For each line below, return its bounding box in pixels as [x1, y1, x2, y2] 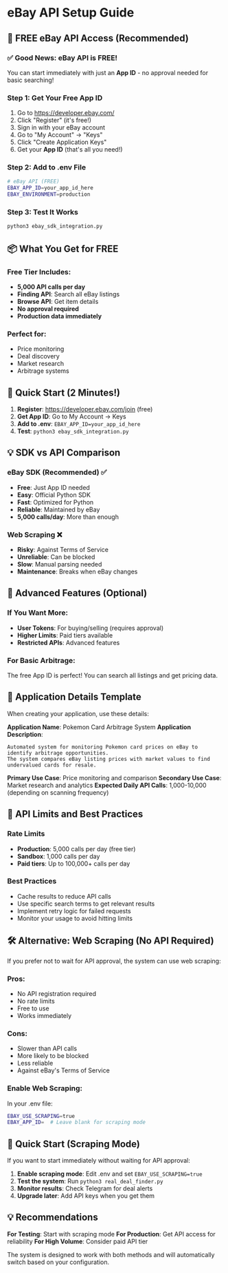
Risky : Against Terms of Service [16, 546, 109, 554]
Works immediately [16, 1011, 72, 1019]
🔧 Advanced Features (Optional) [7, 587, 148, 599]
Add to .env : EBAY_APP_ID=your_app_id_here [16, 420, 141, 428]
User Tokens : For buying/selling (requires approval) [16, 624, 163, 632]
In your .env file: [7, 1099, 53, 1108]
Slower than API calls [16, 1044, 78, 1052]
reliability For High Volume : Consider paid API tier [7, 1237, 148, 1245]
